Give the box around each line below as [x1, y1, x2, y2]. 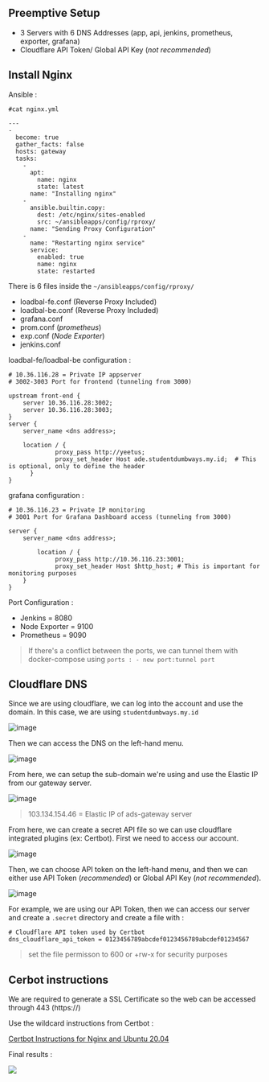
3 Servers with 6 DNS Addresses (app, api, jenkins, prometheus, [19, 27, 234, 37]
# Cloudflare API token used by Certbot [8, 928, 146, 936]
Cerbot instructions [8, 973, 108, 986]
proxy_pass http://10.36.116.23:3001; [55, 555, 185, 563]
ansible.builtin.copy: [29, 204, 106, 212]
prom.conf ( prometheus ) [19, 322, 102, 332]
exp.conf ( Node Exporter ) [19, 331, 105, 340]
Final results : [8, 1050, 53, 1059]
